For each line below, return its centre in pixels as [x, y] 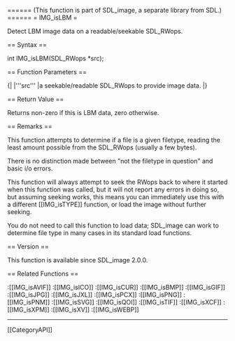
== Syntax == [27, 45]
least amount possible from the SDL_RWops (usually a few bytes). [102, 147]
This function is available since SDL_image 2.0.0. [78, 260]
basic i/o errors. [30, 168]
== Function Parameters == [47, 72]
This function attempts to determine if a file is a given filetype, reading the [114, 140]
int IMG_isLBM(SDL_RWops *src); [56, 58]
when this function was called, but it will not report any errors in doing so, [113, 189]
